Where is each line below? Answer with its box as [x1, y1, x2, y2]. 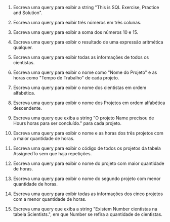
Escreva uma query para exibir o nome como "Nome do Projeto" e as [13, 69, 157, 75]
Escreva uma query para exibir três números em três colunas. [13, 20, 142, 25]
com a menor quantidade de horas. [13, 196, 87, 202]
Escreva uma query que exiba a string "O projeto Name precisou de [13, 115, 154, 121]
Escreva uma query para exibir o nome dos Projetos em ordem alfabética [13, 100, 165, 106]
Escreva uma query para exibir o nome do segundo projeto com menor [13, 175, 161, 182]
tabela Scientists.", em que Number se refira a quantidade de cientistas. [13, 211, 162, 217]
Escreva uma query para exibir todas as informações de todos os [13, 54, 149, 60]
